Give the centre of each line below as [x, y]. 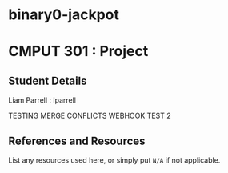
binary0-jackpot [64, 15]
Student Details [48, 80]
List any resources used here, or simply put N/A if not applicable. [114, 160]
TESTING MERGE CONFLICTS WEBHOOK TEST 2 [90, 116]
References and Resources [77, 141]
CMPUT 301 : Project [78, 52]
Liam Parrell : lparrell [42, 100]
